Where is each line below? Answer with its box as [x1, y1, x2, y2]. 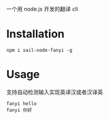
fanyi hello [6, 100, 37, 107]
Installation [6, 27, 65, 41]
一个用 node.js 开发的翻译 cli [6, 5, 78, 12]
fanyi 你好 [6, 107, 32, 113]
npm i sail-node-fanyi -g [6, 47, 72, 53]
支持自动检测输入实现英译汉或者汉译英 [6, 88, 103, 96]
